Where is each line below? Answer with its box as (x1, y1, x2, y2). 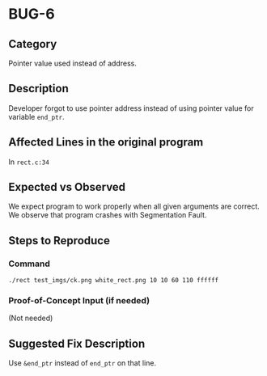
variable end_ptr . (8, 112, 65, 121)
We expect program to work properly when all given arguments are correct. (8, 201, 261, 211)
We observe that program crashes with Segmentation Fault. (8, 210, 207, 220)
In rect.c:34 (8, 157, 50, 167)
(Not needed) (8, 313, 53, 323)
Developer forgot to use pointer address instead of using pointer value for (8, 103, 254, 113)
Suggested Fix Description (8, 336, 146, 350)
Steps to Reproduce (8, 234, 111, 247)
